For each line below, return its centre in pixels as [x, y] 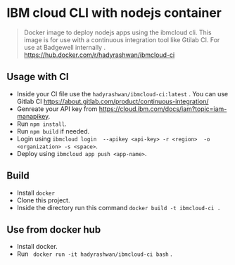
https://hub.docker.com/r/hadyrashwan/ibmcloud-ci [99, 55]
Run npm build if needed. [53, 131]
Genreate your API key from [57, 109]
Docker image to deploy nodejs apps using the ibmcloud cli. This [118, 32]
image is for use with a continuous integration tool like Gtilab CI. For [122, 39]
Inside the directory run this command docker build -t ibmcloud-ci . [119, 207]
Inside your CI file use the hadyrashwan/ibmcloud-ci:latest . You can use [122, 93]
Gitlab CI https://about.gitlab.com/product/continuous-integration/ [113, 101]
